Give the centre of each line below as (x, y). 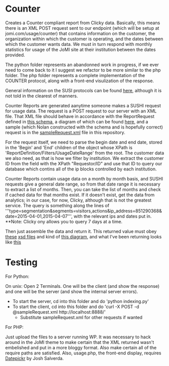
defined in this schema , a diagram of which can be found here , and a (77, 121)
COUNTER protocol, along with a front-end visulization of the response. (80, 81)
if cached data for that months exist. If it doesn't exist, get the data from (80, 195)
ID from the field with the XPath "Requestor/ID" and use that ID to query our (84, 163)
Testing (21, 262)
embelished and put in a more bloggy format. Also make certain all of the (81, 347)
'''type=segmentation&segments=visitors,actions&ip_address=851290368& (84, 211)
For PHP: (14, 327)
